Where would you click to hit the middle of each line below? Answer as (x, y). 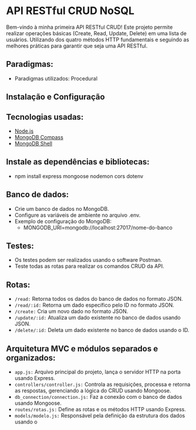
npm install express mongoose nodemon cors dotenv (79, 176)
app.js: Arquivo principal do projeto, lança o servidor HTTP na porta (97, 372)
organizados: (31, 357)
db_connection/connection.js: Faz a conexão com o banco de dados (98, 397)
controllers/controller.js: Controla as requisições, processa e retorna (102, 384)
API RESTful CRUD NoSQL (70, 11)
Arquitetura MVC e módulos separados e (82, 349)
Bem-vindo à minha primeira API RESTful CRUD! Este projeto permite (89, 27)
